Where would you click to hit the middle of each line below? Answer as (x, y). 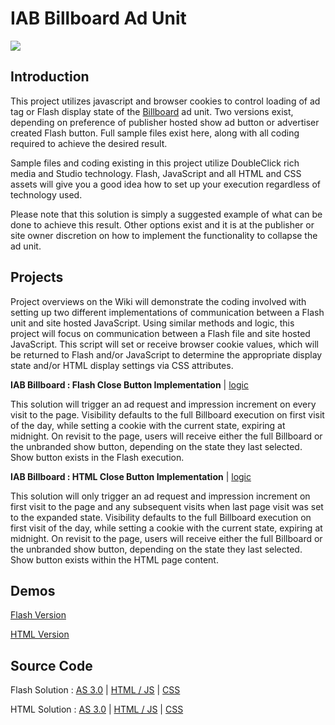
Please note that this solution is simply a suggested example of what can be (166, 214)
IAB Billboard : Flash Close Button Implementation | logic (129, 384)
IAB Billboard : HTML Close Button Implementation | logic (131, 476)
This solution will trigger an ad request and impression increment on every (163, 404)
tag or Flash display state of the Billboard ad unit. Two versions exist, (152, 111)
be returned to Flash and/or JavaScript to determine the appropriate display (166, 354)
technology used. (46, 194)
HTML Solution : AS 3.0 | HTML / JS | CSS (97, 709)
